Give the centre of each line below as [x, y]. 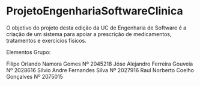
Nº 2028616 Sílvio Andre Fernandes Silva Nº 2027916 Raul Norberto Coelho [100, 70]
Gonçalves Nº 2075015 [35, 76]
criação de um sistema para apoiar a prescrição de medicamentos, [89, 34]
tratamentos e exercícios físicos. [47, 40]
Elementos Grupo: [29, 52]
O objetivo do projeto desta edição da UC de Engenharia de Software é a [96, 28]
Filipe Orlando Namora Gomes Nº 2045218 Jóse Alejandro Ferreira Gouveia [100, 64]
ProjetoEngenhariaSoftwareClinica [95, 11]
